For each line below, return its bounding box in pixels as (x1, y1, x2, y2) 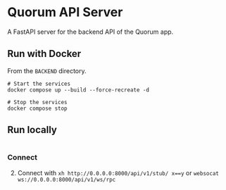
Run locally (7, 124, 58, 136)
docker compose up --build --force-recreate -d (7, 86, 150, 94)
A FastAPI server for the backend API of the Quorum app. (7, 27, 174, 36)
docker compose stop (7, 105, 68, 112)
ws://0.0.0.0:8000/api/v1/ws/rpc (17, 176, 116, 183)
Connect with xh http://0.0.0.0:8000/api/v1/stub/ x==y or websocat (17, 168, 220, 177)
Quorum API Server (7, 4, 123, 20)
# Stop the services (7, 99, 68, 106)
